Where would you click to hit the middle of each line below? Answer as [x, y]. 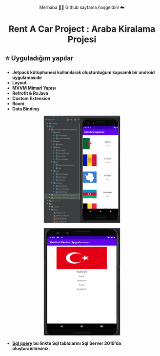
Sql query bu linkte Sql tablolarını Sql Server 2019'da [67, 343]
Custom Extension [31, 98]
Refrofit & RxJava [30, 93]
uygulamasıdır [27, 77]
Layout [19, 83]
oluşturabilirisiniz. [31, 348]
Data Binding [25, 109]
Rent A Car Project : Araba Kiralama [82, 29]
